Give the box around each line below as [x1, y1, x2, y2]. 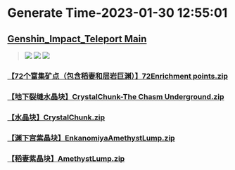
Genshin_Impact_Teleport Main [7, 33, 147, 45]
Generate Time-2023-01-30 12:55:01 [7, 5, 228, 21]
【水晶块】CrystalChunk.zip [7, 112, 106, 122]
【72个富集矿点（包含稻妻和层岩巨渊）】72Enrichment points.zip [7, 71, 229, 81]
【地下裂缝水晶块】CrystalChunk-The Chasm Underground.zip [7, 91, 224, 101]
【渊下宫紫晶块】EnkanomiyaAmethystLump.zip [7, 133, 175, 143]
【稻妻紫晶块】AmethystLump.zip [7, 153, 125, 163]
